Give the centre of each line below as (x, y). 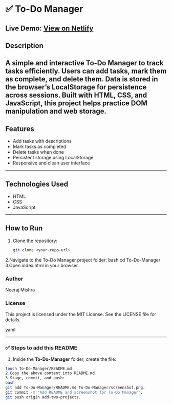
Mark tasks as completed (39, 146)
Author (14, 279)
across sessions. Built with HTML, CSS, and (76, 95)
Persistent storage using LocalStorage (53, 158)
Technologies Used (37, 184)
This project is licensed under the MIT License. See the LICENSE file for (81, 315)
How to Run (24, 228)
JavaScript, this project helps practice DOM (76, 103)
